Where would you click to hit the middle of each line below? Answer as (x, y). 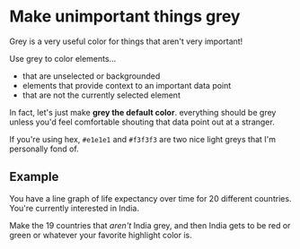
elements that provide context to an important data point (127, 85)
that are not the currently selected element (101, 95)
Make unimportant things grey (125, 17)
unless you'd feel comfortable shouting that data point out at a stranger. (142, 122)
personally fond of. (44, 149)
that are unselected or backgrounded (91, 76)
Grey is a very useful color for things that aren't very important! (126, 41)
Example (34, 177)
